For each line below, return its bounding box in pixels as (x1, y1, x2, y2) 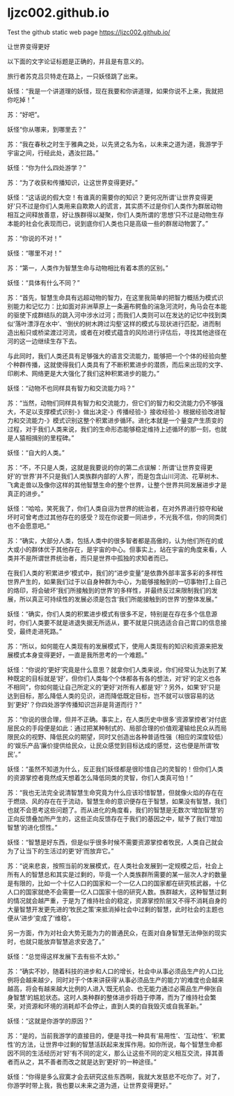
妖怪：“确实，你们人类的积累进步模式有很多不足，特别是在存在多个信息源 (7, 609, 218, 618)
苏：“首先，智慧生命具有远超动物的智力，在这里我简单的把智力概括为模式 (7, 293, 218, 301)
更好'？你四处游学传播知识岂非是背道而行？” (15, 700, 142, 708)
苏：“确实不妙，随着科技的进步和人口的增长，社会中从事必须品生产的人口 (7, 967, 218, 975)
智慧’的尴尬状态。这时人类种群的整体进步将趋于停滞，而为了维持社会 (13, 993, 210, 1001)
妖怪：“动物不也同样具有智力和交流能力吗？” (7, 383, 135, 392)
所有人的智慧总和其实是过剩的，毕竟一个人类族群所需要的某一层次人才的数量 (7, 870, 227, 878)
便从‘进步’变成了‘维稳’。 (7, 913, 75, 922)
